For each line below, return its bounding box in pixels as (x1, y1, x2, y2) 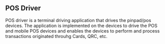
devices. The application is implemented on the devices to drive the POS (5, 22, 158, 28)
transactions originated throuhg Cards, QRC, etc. (5, 33, 108, 39)
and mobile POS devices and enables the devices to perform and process (5, 27, 160, 34)
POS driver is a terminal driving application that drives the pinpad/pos (5, 17, 151, 23)
